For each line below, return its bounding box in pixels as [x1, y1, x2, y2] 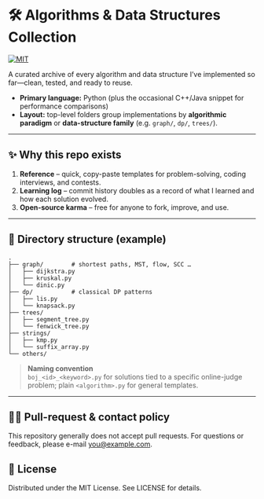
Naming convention [27, 363, 93, 373]
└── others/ [8, 350, 47, 358]
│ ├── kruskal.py [8, 274, 72, 282]
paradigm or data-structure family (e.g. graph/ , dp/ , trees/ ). [19, 118, 218, 127]
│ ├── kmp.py [8, 336, 58, 344]
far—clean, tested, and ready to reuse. [8, 78, 134, 87]
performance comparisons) [19, 101, 108, 111]
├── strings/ [8, 329, 51, 337]
